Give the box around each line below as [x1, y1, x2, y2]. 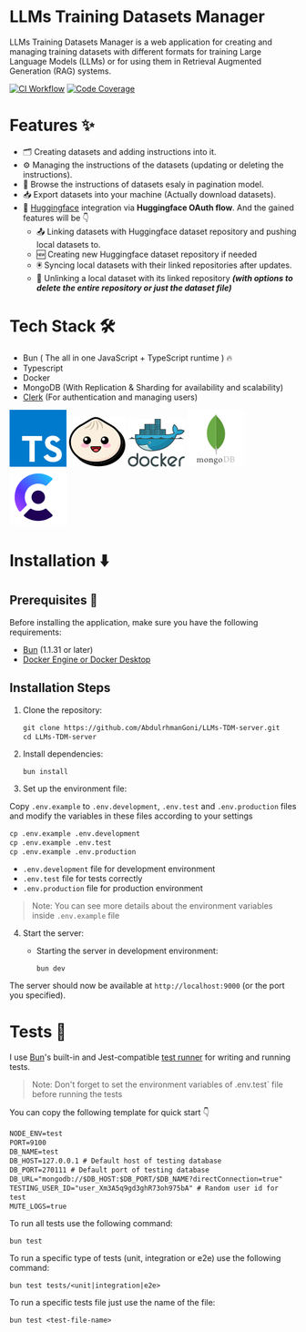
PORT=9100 [9, 1138, 47, 1147]
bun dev [36, 963, 66, 973]
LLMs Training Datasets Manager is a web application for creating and [9, 36, 273, 47]
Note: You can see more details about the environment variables [31, 900, 273, 911]
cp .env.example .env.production [9, 847, 137, 857]
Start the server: [22, 927, 85, 939]
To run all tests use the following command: [9, 1217, 173, 1228]
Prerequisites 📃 [9, 593, 98, 608]
